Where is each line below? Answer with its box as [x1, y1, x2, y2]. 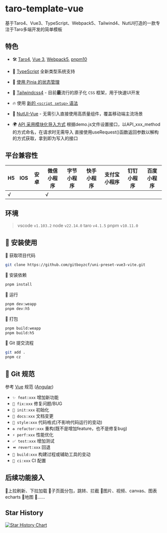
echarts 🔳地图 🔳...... [5, 494, 46, 500]
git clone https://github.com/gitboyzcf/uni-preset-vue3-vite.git [5, 263, 146, 267]
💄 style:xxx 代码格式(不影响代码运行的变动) [12, 419, 103, 425]
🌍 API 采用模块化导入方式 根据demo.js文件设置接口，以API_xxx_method [12, 121, 161, 127]
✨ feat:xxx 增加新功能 [12, 395, 59, 400]
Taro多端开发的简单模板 [13, 26, 63, 32]
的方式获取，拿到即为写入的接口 [12, 135, 78, 141]
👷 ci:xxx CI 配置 [12, 458, 46, 463]
